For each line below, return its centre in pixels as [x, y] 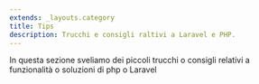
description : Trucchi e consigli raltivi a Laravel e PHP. [123, 34]
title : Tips [32, 26]
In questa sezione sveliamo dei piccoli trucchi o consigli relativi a [129, 61]
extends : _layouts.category [62, 18]
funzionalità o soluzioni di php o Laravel [83, 70]
